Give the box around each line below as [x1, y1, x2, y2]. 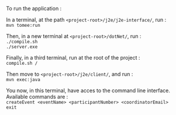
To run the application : [6, 5, 62, 12]
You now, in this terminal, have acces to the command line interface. [6, 87, 171, 94]
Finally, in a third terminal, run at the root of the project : [6, 54, 140, 61]
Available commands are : [6, 93, 68, 100]
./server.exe [6, 44, 38, 50]
